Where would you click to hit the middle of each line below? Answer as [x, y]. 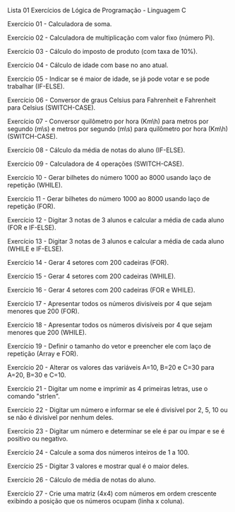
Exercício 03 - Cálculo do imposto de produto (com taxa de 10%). [102, 51]
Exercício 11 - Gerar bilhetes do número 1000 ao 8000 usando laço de [109, 199]
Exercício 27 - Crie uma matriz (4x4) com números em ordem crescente [112, 494]
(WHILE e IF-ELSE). [35, 249]
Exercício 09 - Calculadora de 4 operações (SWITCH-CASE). [96, 164]
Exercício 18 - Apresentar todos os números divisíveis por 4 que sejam [110, 325]
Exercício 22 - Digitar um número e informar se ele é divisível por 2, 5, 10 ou [117, 410]
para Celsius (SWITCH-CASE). [52, 108]
